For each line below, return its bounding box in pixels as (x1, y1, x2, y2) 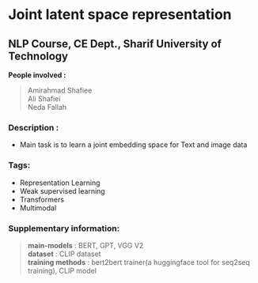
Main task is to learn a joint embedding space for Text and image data (19, 140, 248, 149)
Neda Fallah (27, 103, 67, 111)
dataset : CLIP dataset (27, 249, 101, 258)
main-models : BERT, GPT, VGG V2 (27, 240, 144, 250)
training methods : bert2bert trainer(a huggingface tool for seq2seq (27, 257, 251, 266)
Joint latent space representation (8, 6, 232, 24)
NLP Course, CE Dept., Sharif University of (8, 37, 222, 51)
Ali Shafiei (27, 94, 61, 104)
